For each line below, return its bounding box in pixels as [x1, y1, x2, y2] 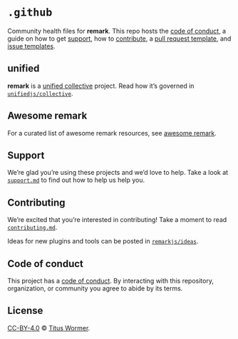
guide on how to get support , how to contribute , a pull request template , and [7, 34, 232, 43]
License [7, 305, 43, 317]
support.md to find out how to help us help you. [7, 176, 145, 184]
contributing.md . [7, 223, 58, 232]
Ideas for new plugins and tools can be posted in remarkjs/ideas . [7, 237, 199, 246]
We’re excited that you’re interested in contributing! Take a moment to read [7, 216, 227, 224]
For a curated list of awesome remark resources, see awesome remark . [7, 128, 217, 137]
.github [7, 6, 53, 19]
